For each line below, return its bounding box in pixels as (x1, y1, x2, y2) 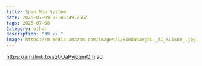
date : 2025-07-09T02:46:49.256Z (6, 14, 88, 20)
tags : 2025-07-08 (6, 20, 50, 26)
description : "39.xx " (6, 31, 64, 37)
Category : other (6, 25, 47, 32)
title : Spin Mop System (6, 8, 67, 15)
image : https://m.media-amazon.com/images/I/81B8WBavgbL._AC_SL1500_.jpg (6, 37, 197, 43)
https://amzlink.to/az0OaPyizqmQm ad (6, 53, 103, 60)
